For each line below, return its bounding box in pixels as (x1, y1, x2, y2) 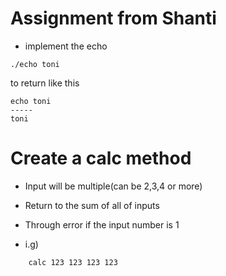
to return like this (10, 77, 80, 89)
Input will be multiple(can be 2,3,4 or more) (24, 180, 203, 192)
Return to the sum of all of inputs (24, 199, 160, 211)
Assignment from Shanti (10, 7, 217, 30)
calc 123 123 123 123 (28, 257, 118, 267)
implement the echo (24, 40, 108, 52)
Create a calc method (10, 147, 192, 170)
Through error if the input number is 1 (24, 218, 180, 231)
